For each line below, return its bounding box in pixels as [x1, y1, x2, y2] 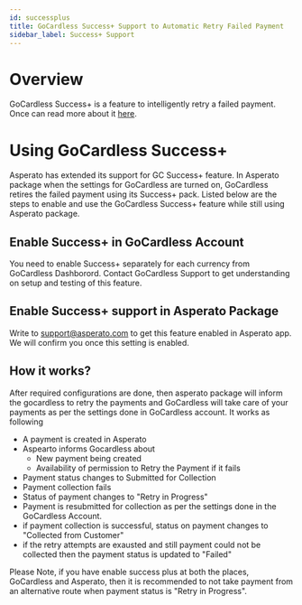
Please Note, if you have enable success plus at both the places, [9, 566, 250, 577]
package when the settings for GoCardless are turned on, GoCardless [9, 180, 269, 191]
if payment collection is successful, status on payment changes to [22, 520, 269, 531]
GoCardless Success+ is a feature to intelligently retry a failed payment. [9, 98, 277, 109]
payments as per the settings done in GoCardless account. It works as [9, 406, 270, 417]
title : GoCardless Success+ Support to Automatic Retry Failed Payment [9, 22, 284, 31]
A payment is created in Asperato [22, 433, 147, 444]
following [9, 416, 43, 427]
